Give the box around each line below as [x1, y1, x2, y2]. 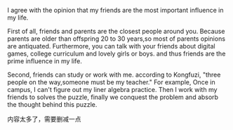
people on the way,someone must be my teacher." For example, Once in [7, 78, 215, 86]
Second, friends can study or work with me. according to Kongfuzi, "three [7, 70, 221, 79]
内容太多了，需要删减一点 [7, 115, 81, 123]
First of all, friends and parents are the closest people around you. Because [7, 27, 225, 35]
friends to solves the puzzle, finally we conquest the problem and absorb [7, 93, 219, 101]
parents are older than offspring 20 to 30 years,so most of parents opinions [7, 34, 226, 43]
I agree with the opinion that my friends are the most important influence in [7, 6, 224, 14]
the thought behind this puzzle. [7, 100, 98, 108]
